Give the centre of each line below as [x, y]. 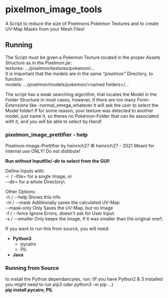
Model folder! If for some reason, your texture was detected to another [79, 110]
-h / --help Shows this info [33, 197]
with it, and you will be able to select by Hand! [53, 121]
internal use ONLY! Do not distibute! [43, 151]
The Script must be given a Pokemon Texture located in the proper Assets [83, 57]
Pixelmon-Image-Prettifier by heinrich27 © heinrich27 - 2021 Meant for [80, 146]
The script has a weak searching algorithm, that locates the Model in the [81, 94]
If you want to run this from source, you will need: [57, 229]
